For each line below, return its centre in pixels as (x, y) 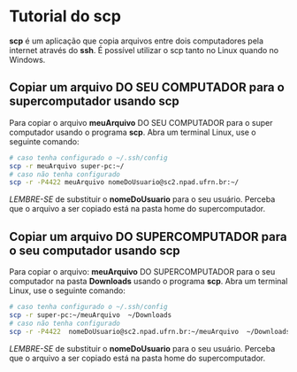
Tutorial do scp (65, 16)
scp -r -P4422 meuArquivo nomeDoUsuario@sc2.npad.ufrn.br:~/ (124, 182)
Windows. (27, 59)
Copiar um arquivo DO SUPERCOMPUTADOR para (148, 236)
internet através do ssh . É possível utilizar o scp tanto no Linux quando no (144, 50)
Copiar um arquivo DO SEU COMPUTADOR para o (147, 87)
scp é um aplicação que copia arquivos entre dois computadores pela (136, 41)
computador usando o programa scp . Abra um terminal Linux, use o (133, 132)
